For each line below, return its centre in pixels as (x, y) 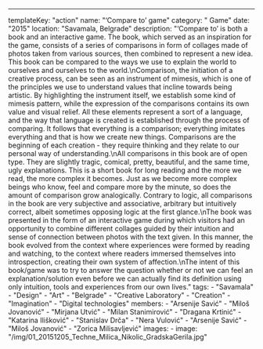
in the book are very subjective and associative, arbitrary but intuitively (122, 204)
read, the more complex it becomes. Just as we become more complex (122, 178)
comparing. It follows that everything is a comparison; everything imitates (127, 129)
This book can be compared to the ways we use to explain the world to (122, 62)
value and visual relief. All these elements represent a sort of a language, (126, 112)
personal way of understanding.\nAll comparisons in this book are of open (128, 153)
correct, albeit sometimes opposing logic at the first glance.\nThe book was (130, 212)
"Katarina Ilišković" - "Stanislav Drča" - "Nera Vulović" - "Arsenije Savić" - (128, 320)
